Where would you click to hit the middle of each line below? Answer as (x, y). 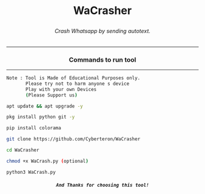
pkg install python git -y (41, 117)
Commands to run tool (103, 60)
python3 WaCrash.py (31, 172)
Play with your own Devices (61, 89)
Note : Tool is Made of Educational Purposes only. (73, 78)
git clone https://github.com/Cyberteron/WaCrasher (73, 139)
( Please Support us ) (52, 95)
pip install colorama (34, 128)
